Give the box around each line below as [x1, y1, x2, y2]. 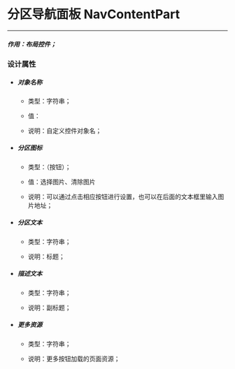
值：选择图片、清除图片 [27, 178, 96, 186]
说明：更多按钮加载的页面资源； [27, 354, 120, 363]
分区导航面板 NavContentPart [7, 6, 180, 22]
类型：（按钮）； [27, 162, 71, 171]
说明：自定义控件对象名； [27, 126, 102, 135]
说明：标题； [27, 252, 65, 261]
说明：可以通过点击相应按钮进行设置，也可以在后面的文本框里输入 [27, 192, 218, 201]
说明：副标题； [27, 303, 71, 312]
